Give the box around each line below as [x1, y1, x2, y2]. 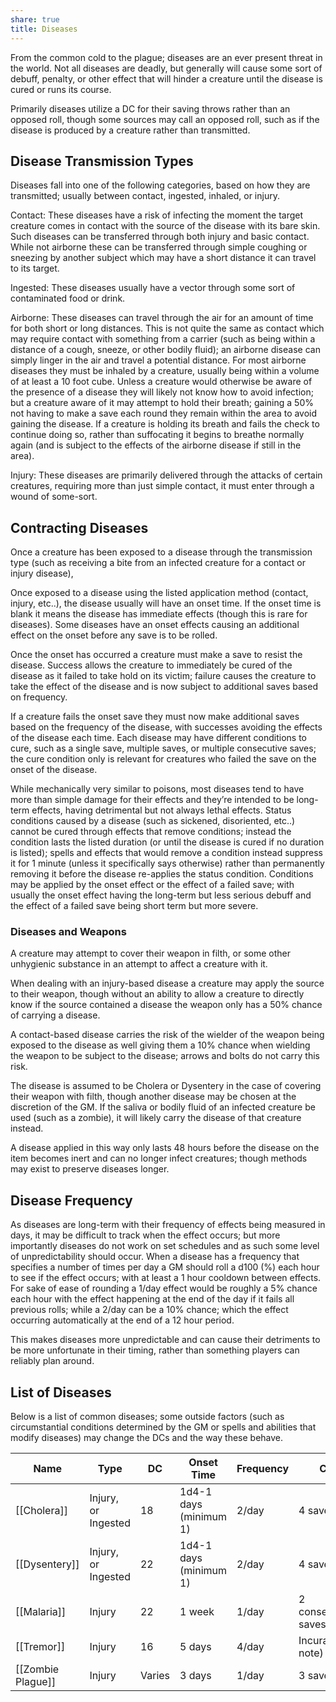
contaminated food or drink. [10, 292, 126, 305]
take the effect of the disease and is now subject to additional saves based [10, 681, 318, 693]
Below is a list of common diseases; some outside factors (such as [10, 1411, 285, 1423]
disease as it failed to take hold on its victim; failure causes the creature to [10, 670, 317, 682]
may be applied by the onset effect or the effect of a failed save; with [10, 879, 295, 891]
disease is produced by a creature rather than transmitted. [10, 124, 251, 136]
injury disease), [10, 567, 74, 580]
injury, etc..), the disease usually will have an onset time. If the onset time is [10, 597, 322, 610]
